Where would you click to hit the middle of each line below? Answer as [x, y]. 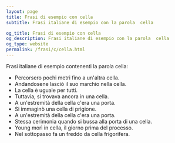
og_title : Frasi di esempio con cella [53, 33]
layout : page [22, 11]
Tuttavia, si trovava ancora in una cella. [62, 96]
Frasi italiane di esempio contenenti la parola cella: [67, 66]
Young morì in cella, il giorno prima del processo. [74, 128]
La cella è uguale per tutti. [46, 90]
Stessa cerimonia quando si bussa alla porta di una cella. [83, 121]
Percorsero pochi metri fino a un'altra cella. [67, 78]
